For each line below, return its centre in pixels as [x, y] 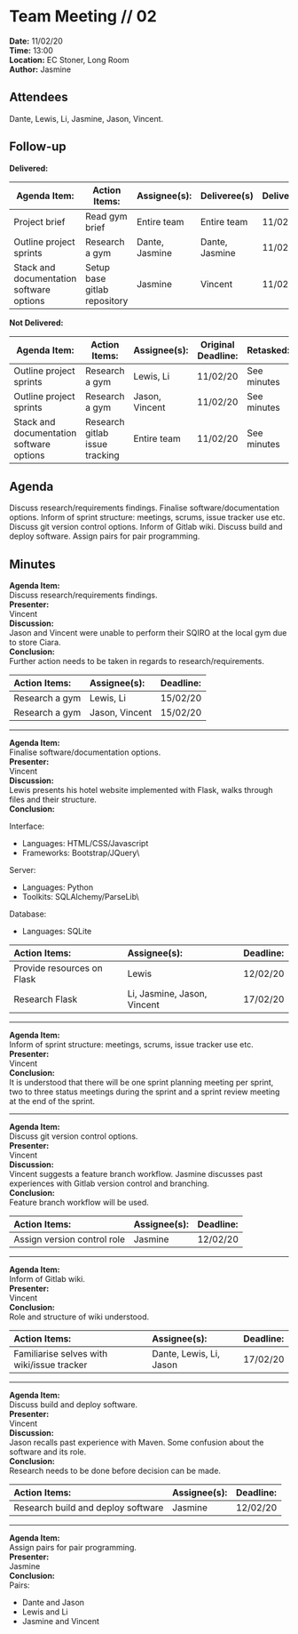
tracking [102, 455]
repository [107, 300]
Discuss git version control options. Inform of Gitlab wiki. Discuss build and [146, 527]
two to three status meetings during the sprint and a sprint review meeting [145, 1092]
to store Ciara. [35, 643]
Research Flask [46, 999]
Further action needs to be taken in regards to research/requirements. [137, 661]
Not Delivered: [36, 323]
